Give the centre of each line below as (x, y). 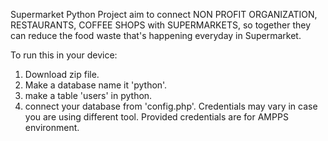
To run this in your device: (64, 55)
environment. (52, 127)
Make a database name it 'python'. (96, 85)
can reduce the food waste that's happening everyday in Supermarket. (156, 35)
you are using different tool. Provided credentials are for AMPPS (156, 117)
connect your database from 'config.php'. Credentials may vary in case (171, 106)
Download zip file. (62, 74)
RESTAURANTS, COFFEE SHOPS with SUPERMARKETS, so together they (161, 25)
